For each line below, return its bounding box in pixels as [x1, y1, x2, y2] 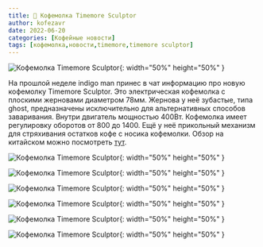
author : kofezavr [8, 19, 66, 27]
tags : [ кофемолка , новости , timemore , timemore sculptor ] [8, 41, 194, 49]
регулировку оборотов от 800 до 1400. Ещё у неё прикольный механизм [8, 121, 256, 130]
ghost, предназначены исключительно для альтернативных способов [8, 104, 246, 114]
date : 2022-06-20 [8, 26, 66, 34]
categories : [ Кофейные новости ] [8, 33, 115, 42]
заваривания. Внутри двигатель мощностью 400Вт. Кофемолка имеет [8, 112, 248, 122]
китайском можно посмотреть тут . [8, 137, 127, 147]
